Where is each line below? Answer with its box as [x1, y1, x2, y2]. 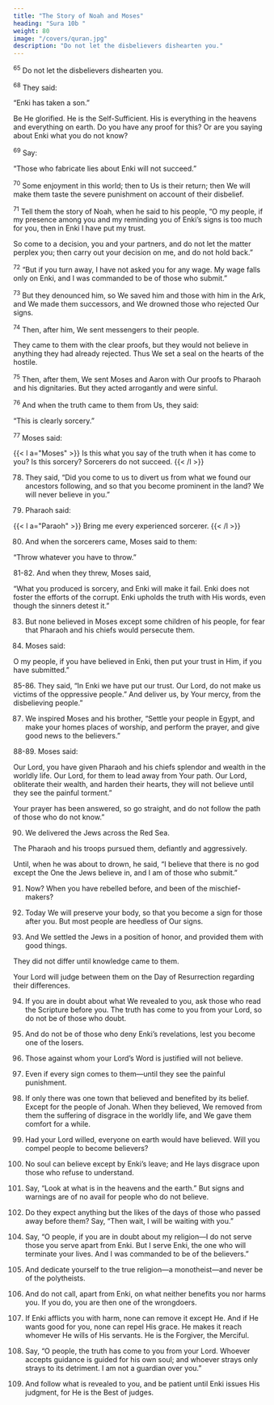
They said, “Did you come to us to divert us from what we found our [24, 472, 251, 482]
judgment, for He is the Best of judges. [24, 1388, 154, 1398]
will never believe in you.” [24, 490, 110, 500]
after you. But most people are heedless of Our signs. [24, 916, 204, 926]
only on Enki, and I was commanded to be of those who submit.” [13, 273, 228, 283]
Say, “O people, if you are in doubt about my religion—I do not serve [24, 1232, 253, 1242]
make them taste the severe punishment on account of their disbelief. [13, 189, 245, 199]
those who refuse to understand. [24, 1168, 134, 1178]
